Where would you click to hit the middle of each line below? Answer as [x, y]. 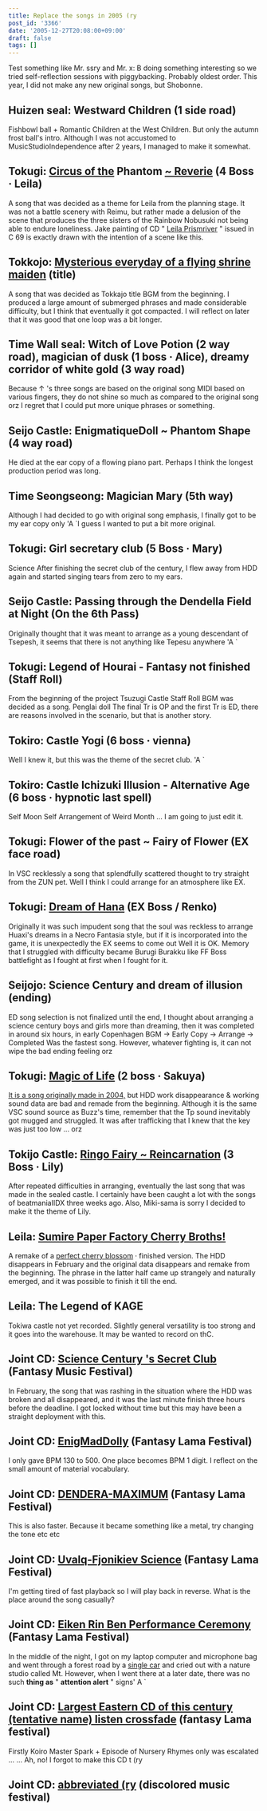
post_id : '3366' [35, 23]
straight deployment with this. [57, 1416]
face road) [35, 854]
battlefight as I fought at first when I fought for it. [88, 960]
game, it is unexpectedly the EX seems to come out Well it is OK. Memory [129, 943]
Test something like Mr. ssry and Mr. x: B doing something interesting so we [133, 68]
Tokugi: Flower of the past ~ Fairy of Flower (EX [129, 842]
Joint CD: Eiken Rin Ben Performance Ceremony [130, 1625]
